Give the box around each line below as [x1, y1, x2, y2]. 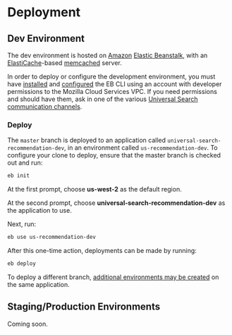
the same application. [7, 280, 71, 288]
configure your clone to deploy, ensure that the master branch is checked [7, 151, 221, 160]
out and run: [7, 158, 43, 167]
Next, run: [7, 220, 37, 228]
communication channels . [7, 102, 83, 110]
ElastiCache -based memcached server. [7, 59, 122, 67]
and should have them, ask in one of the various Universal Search [7, 95, 199, 103]
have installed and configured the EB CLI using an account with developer [7, 80, 222, 88]
